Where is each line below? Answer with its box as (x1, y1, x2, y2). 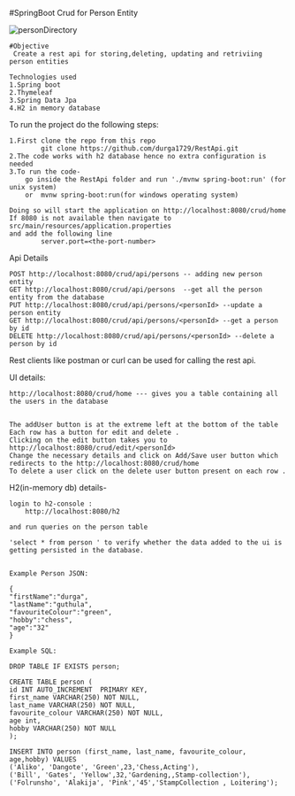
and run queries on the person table (9, 522, 148, 531)
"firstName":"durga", (9, 592, 89, 601)
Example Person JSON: (9, 569, 89, 578)
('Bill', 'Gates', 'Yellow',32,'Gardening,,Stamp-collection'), (9, 770, 251, 779)
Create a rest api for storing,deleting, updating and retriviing (12, 50, 263, 58)
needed (9, 159, 34, 168)
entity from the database (9, 293, 104, 302)
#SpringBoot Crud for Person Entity (9, 8, 139, 18)
